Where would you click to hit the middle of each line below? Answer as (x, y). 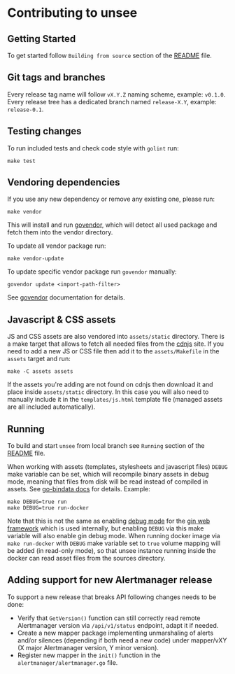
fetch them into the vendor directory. (60, 232)
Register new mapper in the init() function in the (89, 655)
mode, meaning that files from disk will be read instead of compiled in (108, 482)
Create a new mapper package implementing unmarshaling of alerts (115, 633)
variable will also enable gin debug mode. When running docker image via (114, 536)
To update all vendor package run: (57, 246)
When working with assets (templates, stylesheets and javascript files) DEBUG (117, 467)
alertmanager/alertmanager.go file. (67, 662)
